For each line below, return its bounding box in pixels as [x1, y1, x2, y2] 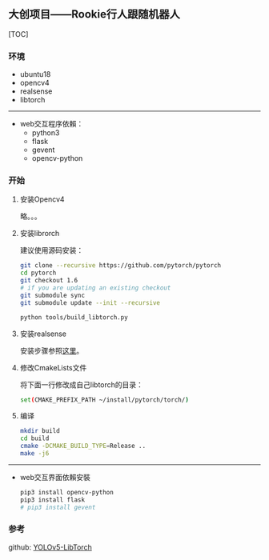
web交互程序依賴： [19, 119, 84, 129]
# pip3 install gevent [19, 503, 96, 511]
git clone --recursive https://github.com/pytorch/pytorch [19, 262, 222, 270]
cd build [19, 434, 50, 442]
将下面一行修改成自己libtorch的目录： [19, 379, 144, 390]
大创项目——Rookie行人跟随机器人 [8, 7, 180, 22]
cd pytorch [19, 269, 57, 278]
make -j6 [19, 450, 50, 458]
